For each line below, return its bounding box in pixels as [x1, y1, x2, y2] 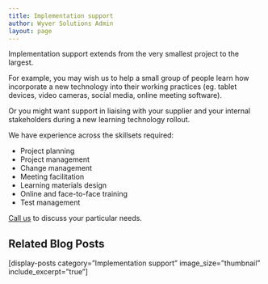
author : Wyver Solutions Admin [8, 19, 114, 28]
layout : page [8, 27, 52, 35]
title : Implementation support [8, 11, 114, 20]
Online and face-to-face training [19, 189, 128, 199]
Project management [19, 155, 90, 164]
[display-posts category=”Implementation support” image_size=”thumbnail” [8, 258, 261, 268]
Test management [19, 197, 81, 207]
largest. [8, 57, 34, 67]
